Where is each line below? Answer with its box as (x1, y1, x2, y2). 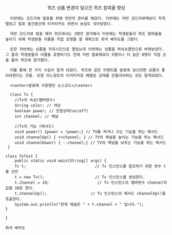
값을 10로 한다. (5, 186, 35, 191)
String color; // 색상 (14, 103, 61, 108)
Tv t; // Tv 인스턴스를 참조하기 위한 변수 (14, 164, 162, 169)
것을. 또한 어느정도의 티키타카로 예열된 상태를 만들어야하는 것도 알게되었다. (25, 73, 164, 78)
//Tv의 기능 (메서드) (14, 124, 54, 129)
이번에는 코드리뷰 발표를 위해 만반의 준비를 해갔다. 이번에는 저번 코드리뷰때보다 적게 (10, 16, 165, 21)
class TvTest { (5, 154, 38, 159)
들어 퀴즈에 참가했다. (11, 58, 50, 63)
